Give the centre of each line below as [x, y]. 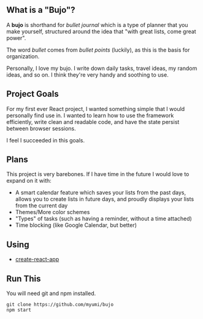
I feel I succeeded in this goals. [46, 140]
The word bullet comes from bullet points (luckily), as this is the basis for [98, 50]
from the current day [41, 206]
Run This [24, 279]
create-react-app [37, 259]
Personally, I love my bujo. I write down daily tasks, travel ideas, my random [102, 68]
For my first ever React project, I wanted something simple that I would [96, 109]
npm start [19, 310]
